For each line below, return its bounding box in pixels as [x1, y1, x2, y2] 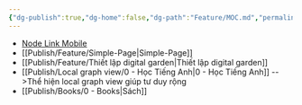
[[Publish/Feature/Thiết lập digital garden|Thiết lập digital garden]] [21, 57, 268, 67]
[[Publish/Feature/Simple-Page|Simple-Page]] [21, 47, 193, 58]
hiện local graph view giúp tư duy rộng [43, 75, 187, 86]
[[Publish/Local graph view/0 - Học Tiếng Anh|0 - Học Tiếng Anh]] [21, 66, 270, 77]
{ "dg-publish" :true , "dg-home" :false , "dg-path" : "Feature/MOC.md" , [8, 13, 259, 22]
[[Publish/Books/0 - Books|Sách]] [21, 85, 148, 96]
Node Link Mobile [21, 38, 87, 48]
